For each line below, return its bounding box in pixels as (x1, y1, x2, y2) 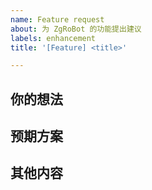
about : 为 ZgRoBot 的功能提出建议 (10, 24, 142, 34)
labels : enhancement (10, 33, 97, 43)
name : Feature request (10, 14, 105, 25)
